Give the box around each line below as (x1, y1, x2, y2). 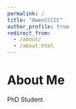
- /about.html (13, 42, 54, 49)
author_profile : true (7, 23, 70, 30)
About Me (7, 72, 65, 88)
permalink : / (7, 10, 45, 17)
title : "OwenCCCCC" (7, 17, 64, 24)
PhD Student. (7, 95, 45, 103)
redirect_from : (7, 29, 51, 37)
